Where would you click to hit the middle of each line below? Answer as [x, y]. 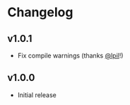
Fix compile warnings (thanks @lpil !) [70, 55]
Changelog [40, 12]
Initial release [37, 95]
